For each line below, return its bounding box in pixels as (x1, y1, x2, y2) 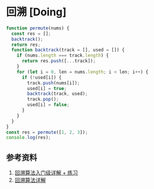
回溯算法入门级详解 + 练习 (14, 169, 78, 177)
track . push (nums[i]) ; (27, 80, 81, 86)
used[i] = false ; (27, 102, 69, 108)
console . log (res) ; (6, 135, 51, 141)
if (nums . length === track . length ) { (16, 52, 109, 59)
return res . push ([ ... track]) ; (21, 58, 96, 64)
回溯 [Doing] (6, 5, 66, 19)
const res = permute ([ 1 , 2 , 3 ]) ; (6, 129, 88, 135)
